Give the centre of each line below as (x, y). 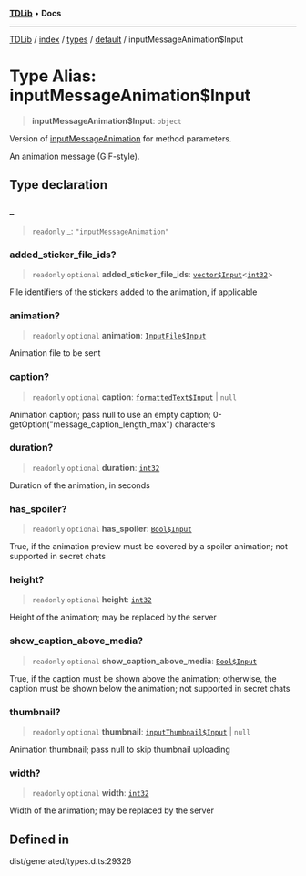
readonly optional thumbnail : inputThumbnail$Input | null (141, 732)
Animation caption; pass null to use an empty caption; (110, 414)
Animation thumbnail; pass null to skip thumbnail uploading (120, 749)
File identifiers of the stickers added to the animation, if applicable (133, 292)
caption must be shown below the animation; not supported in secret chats (150, 688)
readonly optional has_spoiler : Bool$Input (112, 529)
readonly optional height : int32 (92, 600)
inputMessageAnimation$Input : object (107, 120)
